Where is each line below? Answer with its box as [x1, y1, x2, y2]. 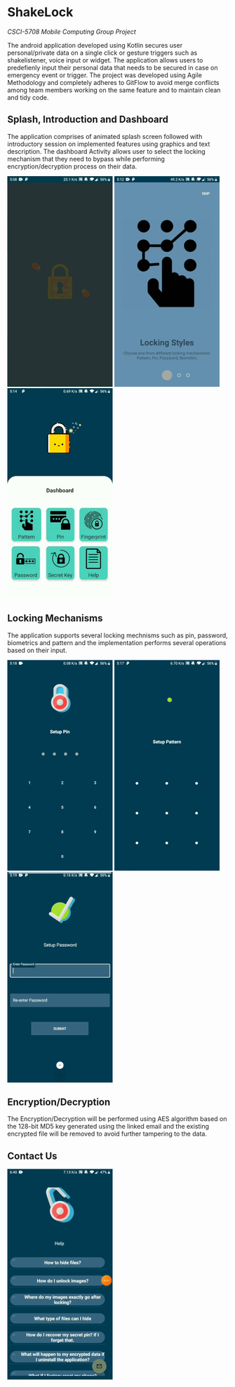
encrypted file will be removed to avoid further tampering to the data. [7, 1129, 207, 1138]
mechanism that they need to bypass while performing [7, 154, 165, 163]
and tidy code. [7, 93, 49, 102]
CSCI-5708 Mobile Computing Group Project [7, 27, 137, 36]
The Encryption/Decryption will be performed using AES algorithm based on [7, 1115, 227, 1123]
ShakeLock [7, 4, 74, 20]
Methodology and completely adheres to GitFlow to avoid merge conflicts [7, 78, 220, 86]
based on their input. [7, 646, 67, 654]
